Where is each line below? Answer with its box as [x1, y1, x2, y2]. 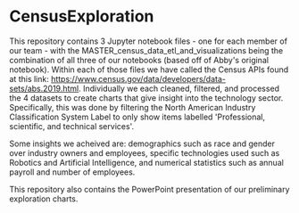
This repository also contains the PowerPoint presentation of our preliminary [9, 184, 290, 194]
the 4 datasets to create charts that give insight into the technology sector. [9, 92, 284, 103]
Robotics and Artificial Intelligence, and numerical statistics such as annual [9, 157, 284, 168]
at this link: [9, 73, 49, 84]
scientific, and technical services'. [9, 120, 135, 131]
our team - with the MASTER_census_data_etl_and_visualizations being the [9, 45, 284, 55]
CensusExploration [9, 6, 154, 27]
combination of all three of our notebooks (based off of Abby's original [9, 54, 270, 65]
